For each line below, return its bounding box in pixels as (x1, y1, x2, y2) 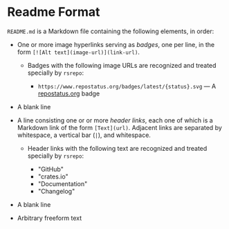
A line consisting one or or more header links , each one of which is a (17, 116, 213, 125)
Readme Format (7, 4, 100, 20)
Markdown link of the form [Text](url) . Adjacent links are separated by (17, 123, 223, 131)
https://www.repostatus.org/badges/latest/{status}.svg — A (37, 82, 217, 90)
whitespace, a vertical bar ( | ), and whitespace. (17, 131, 151, 139)
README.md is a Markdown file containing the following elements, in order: (7, 27, 214, 35)
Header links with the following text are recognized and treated (27, 144, 208, 152)
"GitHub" (37, 165, 64, 173)
